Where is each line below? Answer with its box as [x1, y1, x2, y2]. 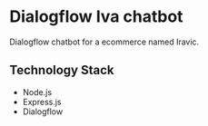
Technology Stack [9, 63, 114, 78]
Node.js [22, 86, 53, 97]
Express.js [22, 96, 62, 107]
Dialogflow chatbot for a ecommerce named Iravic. [9, 36, 200, 47]
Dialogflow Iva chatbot [9, 6, 183, 27]
